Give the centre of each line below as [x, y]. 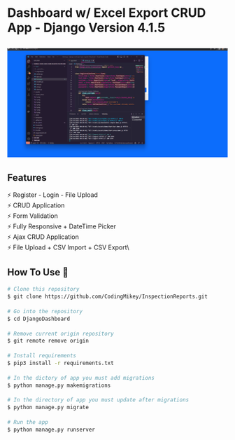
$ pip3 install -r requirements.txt [60, 363]
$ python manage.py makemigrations [59, 385]
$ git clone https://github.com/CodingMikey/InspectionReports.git [108, 297]
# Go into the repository [45, 311]
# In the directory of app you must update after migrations [98, 400]
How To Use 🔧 [38, 272]
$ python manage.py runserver [51, 429]
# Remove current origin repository [60, 334]
